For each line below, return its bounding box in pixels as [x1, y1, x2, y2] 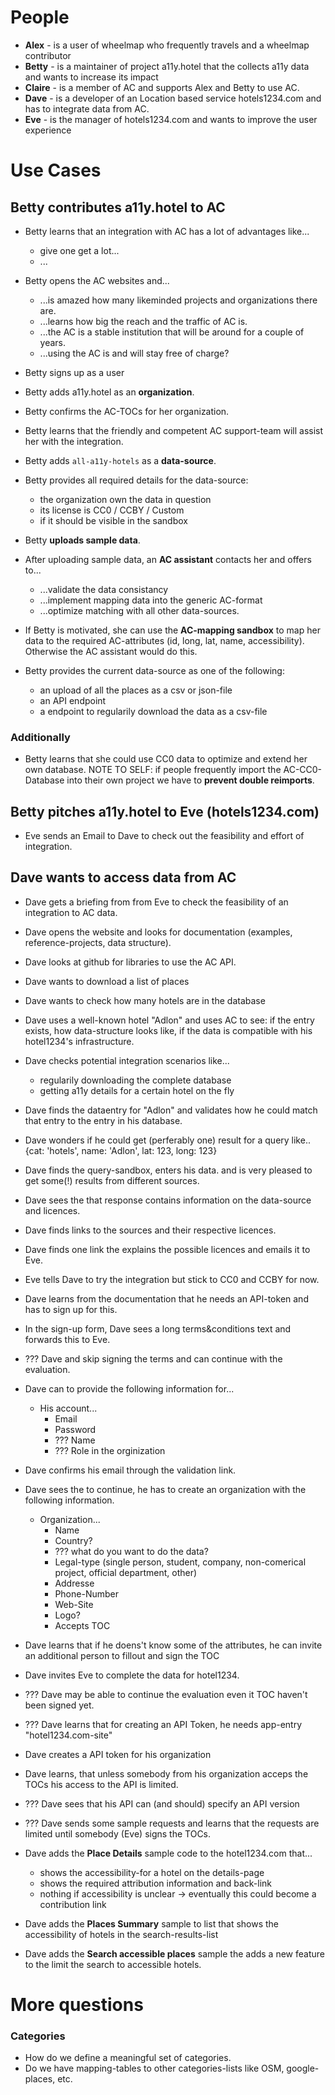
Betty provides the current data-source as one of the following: [24, 664, 285, 676]
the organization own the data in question [39, 493, 212, 505]
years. [39, 336, 67, 348]
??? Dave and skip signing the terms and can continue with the [24, 1352, 283, 1365]
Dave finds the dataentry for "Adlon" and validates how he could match [24, 1104, 318, 1116]
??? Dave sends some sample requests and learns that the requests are [24, 1817, 320, 1829]
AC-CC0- [283, 764, 323, 776]
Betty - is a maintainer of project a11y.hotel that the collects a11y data [24, 60, 310, 72]
